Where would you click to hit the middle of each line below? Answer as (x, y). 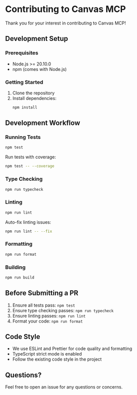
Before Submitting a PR (42, 293)
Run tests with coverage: (31, 157)
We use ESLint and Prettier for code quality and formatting (72, 349)
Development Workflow (43, 123)
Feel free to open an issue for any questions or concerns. (64, 387)
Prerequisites (22, 53)
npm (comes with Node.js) (40, 69)
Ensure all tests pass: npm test (44, 305)
